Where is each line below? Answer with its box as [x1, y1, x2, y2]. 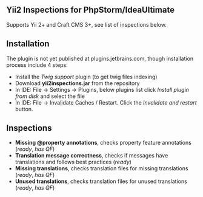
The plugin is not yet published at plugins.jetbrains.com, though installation [6, 55, 194, 62]
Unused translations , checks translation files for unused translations [15, 178, 188, 185]
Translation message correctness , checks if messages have [15, 152, 168, 159]
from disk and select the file [15, 92, 85, 100]
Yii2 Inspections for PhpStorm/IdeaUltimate [6, 5, 175, 15]
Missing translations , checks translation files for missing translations [15, 165, 189, 172]
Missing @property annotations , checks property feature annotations [15, 139, 192, 147]
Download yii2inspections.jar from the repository [15, 79, 140, 87]
